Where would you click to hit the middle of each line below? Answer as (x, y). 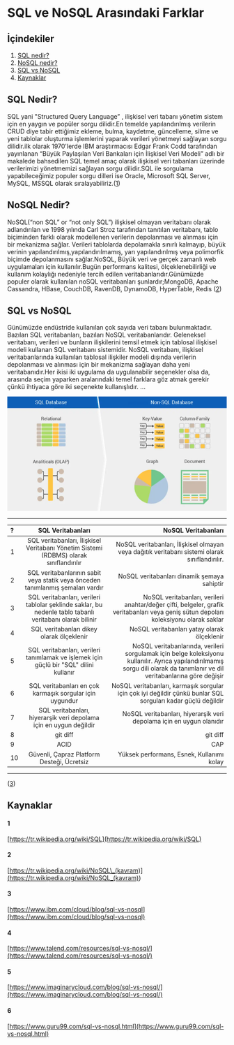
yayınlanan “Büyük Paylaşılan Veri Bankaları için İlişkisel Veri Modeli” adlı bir (116, 153)
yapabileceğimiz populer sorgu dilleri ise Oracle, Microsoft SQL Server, (109, 175)
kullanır (64, 672)
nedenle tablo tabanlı (64, 612)
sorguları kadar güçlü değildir (182, 701)
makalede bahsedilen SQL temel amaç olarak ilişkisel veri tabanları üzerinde (116, 161)
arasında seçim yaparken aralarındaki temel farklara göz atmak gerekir (108, 379)
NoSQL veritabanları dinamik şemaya (171, 576)
